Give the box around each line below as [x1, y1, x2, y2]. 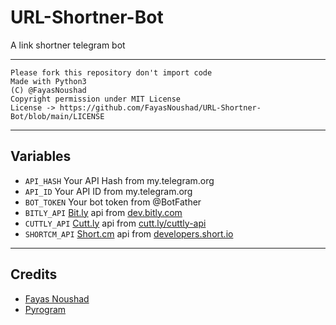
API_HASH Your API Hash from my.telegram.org [24, 174, 215, 186]
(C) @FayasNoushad [10, 85, 87, 95]
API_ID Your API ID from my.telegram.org [24, 185, 193, 197]
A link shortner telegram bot [10, 39, 126, 51]
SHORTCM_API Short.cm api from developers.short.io [24, 227, 234, 240]
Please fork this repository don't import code [10, 67, 213, 78]
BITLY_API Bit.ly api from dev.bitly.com [24, 206, 183, 218]
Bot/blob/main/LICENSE [10, 111, 105, 121]
